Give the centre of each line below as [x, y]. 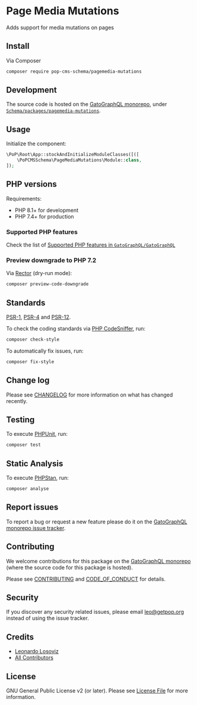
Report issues [32, 507]
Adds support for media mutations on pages [60, 27]
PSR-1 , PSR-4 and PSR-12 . [39, 317]
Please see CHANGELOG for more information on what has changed [90, 395]
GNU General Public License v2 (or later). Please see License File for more [97, 690]
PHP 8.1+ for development [47, 210]
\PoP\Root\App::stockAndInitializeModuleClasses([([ [73, 155]
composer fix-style [30, 361]
